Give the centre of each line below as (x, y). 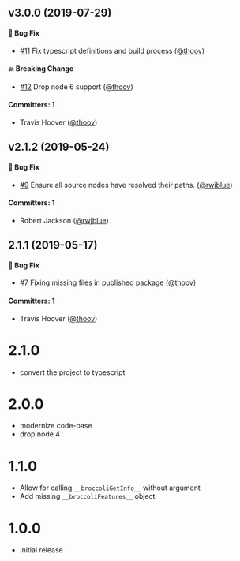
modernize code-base (56, 426)
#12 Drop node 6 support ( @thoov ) (77, 87)
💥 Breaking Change (41, 69)
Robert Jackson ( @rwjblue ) (64, 220)
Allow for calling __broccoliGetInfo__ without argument (110, 488)
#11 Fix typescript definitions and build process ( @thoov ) (112, 50)
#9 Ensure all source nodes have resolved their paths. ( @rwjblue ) (126, 185)
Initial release (41, 550)
